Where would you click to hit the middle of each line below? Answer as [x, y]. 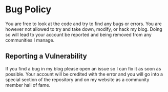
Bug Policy [28, 10]
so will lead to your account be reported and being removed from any [79, 34]
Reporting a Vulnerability [46, 56]
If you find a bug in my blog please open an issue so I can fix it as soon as [83, 68]
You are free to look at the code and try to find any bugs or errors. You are [84, 24]
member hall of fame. [28, 85]
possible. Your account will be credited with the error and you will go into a [84, 74]
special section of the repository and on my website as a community [77, 79]
